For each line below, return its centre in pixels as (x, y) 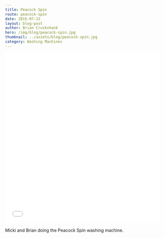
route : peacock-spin (26, 14)
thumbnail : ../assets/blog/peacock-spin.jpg (51, 37)
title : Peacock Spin (26, 10)
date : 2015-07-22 (23, 19)
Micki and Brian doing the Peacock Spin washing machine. (64, 230)
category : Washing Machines (34, 42)
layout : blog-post (24, 23)
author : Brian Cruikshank (31, 28)
